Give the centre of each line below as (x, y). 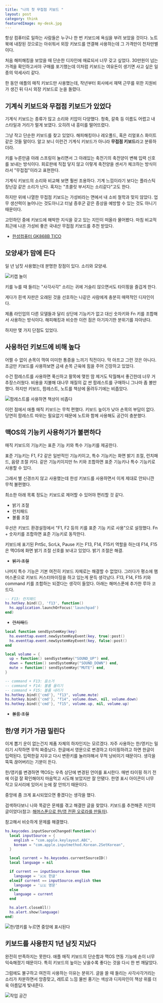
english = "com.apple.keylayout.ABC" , (53, 840)
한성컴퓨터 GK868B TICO (37, 236)
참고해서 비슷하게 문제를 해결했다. (37, 822)
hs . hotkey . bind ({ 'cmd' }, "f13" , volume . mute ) (52, 695)
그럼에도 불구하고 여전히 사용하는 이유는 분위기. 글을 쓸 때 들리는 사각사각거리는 (80, 973)
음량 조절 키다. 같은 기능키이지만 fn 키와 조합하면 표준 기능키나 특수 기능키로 (83, 462)
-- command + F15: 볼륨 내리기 (34, 690)
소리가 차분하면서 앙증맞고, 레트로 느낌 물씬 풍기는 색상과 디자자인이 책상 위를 (78, 979)
